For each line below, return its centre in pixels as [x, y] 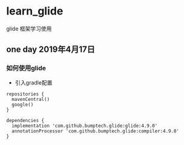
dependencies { [25, 120]
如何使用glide [26, 68]
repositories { [25, 94]
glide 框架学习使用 [29, 28]
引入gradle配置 [33, 82]
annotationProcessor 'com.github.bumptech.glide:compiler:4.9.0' [96, 131]
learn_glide [35, 11]
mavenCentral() [31, 99]
